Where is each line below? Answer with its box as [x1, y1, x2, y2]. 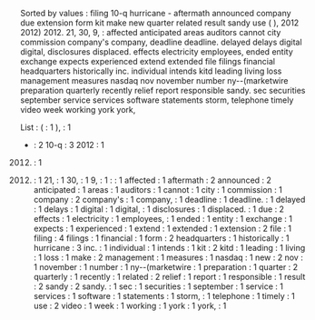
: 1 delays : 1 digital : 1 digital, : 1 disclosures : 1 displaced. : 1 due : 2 [33, 204, 285, 215]
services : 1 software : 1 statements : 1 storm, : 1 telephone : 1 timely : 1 [33, 291, 295, 301]
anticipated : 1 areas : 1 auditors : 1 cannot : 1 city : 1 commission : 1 [33, 185, 283, 195]
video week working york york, [20, 105, 136, 115]
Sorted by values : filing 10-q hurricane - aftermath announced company [20, 8, 291, 18]
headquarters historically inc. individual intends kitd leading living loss [20, 65, 282, 76]
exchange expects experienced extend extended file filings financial [20, 56, 276, 66]
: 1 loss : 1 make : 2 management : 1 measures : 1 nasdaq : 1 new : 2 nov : [33, 252, 303, 263]
